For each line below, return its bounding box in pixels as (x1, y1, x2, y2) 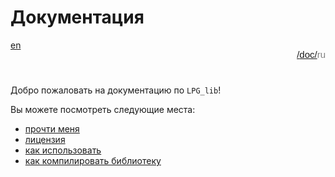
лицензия (24, 133, 66, 145)
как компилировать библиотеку (24, 154, 162, 166)
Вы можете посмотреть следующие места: (10, 103, 196, 115)
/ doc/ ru (296, 48, 326, 60)
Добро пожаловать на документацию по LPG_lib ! (10, 84, 222, 96)
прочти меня (24, 122, 80, 135)
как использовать (24, 144, 102, 156)
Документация (10, 6, 145, 29)
